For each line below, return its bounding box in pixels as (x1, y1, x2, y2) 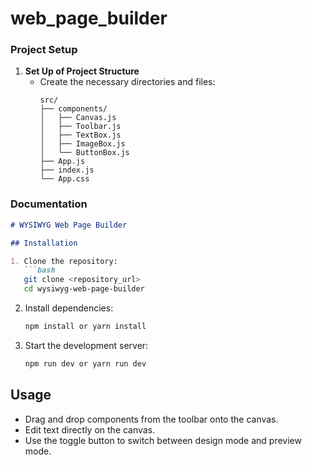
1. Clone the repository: (10, 256, 118, 266)
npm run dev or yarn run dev (24, 358, 147, 369)
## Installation (10, 238, 78, 248)
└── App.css (39, 174, 90, 184)
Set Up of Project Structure (24, 65, 140, 77)
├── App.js (39, 157, 86, 167)
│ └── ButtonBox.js (39, 148, 130, 158)
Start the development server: (24, 339, 149, 351)
